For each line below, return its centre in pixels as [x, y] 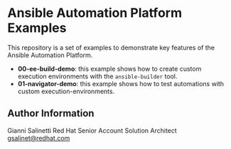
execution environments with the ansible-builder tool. [97, 76]
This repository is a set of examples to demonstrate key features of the [111, 47]
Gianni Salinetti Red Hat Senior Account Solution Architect [92, 130]
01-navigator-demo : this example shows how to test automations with [121, 83]
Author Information [51, 113]
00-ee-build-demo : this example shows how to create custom [109, 68]
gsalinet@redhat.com [39, 138]
